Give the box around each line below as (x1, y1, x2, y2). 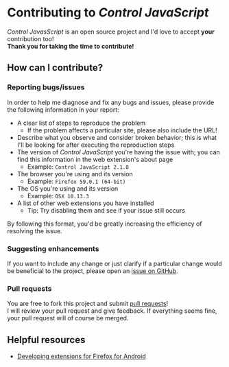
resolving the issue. (7, 226, 63, 235)
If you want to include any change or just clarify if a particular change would (7, 259, 223, 268)
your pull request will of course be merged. (7, 314, 129, 322)
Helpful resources (7, 334, 86, 346)
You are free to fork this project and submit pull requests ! (7, 300, 169, 308)
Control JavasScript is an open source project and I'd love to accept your (7, 27, 215, 36)
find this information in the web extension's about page (16, 155, 173, 163)
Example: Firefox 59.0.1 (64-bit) (27, 177, 126, 185)
